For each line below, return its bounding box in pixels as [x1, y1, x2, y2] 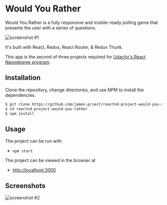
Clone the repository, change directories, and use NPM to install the [5, 87, 144, 93]
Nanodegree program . [5, 59, 51, 65]
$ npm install [5, 111, 35, 116]
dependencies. [5, 92, 36, 98]
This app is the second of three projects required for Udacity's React [5, 53, 146, 60]
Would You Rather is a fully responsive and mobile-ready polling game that [5, 19, 158, 25]
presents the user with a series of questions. [5, 24, 96, 30]
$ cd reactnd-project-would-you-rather [5, 106, 88, 111]
